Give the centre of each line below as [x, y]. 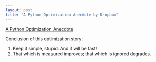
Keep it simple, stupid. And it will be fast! [55, 48]
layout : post [19, 10]
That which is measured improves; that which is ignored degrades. [82, 54]
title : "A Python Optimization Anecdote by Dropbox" [62, 15]
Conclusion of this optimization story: [44, 39]
